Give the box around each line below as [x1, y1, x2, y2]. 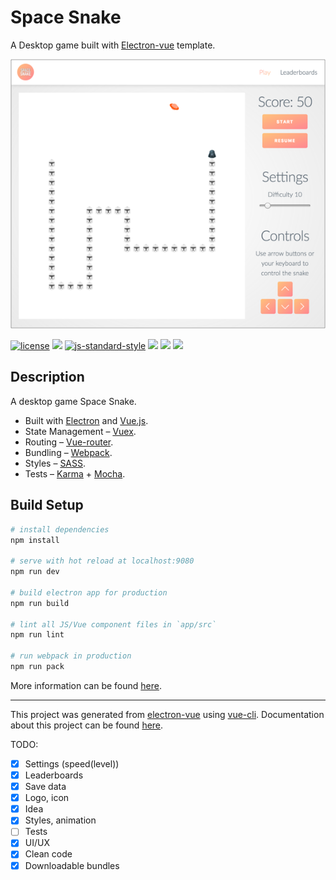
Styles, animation [24, 814, 97, 826]
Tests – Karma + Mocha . [24, 467, 126, 480]
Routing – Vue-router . [24, 436, 114, 448]
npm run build [10, 598, 70, 608]
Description [10, 369, 85, 386]
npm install [10, 535, 60, 545]
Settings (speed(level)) [24, 757, 120, 770]
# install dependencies [10, 524, 110, 535]
